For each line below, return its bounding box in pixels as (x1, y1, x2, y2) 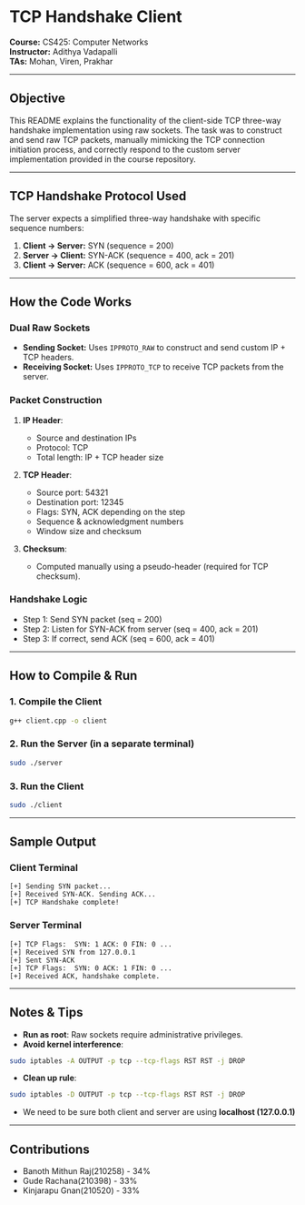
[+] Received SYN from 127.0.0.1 (9, 947, 136, 957)
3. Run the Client (9, 780, 84, 793)
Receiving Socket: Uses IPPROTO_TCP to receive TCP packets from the (22, 361, 284, 372)
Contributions (9, 1141, 90, 1157)
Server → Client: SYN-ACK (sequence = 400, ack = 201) (22, 249, 235, 260)
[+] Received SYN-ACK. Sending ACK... (9, 890, 156, 899)
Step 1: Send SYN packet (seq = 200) (22, 613, 162, 624)
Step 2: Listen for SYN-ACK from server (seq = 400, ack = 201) (22, 623, 259, 634)
